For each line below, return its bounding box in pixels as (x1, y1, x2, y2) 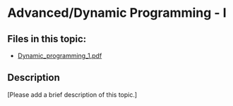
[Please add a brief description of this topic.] (7, 90, 138, 99)
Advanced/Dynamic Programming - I (7, 5, 227, 21)
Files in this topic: (7, 33, 87, 45)
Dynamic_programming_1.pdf (17, 51, 102, 60)
